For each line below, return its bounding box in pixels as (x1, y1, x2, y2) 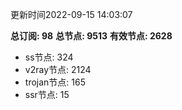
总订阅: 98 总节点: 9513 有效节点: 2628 (10, 30, 173, 42)
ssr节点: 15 (24, 89, 70, 100)
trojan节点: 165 (24, 76, 86, 88)
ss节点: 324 (24, 51, 74, 63)
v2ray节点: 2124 (24, 64, 92, 75)
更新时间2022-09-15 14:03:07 (10, 9, 133, 20)
